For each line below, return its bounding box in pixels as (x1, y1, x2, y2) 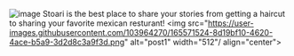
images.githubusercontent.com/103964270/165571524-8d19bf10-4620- (9, 28, 274, 37)
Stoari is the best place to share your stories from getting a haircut (43, 9, 286, 19)
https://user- (207, 18, 255, 28)
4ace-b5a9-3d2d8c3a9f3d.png (9, 36, 125, 47)
